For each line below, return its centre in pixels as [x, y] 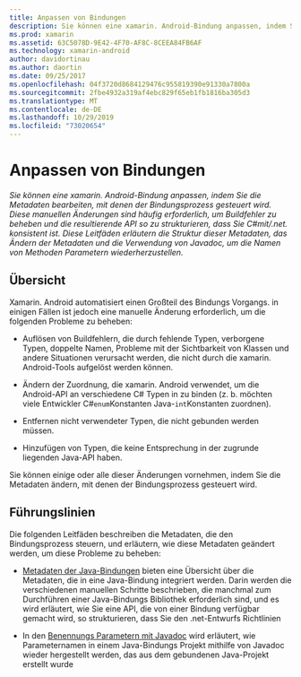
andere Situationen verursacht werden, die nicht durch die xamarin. [146, 357]
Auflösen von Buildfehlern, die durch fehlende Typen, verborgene [143, 338]
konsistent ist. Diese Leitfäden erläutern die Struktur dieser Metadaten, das [148, 233]
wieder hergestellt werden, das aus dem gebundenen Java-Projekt [146, 655]
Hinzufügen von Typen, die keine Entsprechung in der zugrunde [141, 447]
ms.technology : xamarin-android [69, 51]
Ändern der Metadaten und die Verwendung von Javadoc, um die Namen [145, 242]
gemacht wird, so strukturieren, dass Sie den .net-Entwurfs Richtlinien [151, 618]
